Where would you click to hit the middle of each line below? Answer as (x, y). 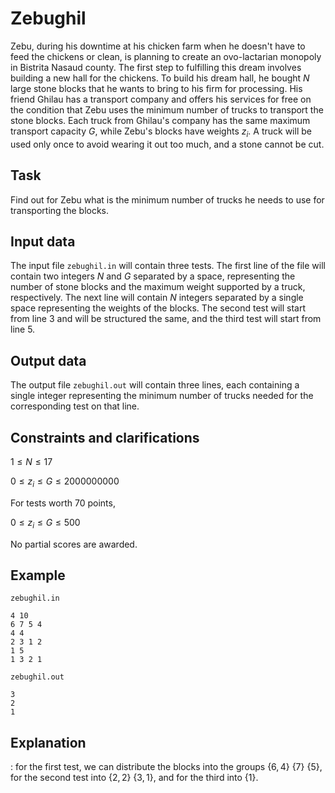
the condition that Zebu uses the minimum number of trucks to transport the (167, 109)
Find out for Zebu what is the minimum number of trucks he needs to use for (167, 199)
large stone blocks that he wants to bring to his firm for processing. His (156, 88)
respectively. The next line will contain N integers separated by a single (157, 298)
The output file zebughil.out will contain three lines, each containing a (155, 385)
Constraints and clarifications (105, 437)
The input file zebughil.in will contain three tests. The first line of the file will (168, 266)
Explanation (48, 742)
